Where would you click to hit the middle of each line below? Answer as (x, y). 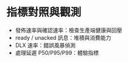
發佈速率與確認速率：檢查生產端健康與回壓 (69, 30)
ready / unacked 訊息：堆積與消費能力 (63, 37)
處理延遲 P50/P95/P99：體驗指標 (57, 52)
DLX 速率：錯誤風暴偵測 (45, 45)
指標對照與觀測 (44, 12)
